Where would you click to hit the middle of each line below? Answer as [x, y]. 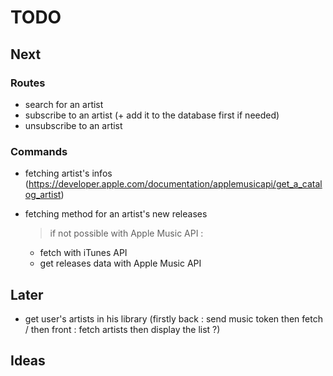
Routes [28, 83]
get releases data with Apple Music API [120, 263]
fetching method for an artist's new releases [116, 214]
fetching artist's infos [68, 173]
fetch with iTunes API [83, 253]
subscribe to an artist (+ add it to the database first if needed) [152, 115]
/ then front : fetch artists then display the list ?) [122, 329]
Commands [39, 151]
